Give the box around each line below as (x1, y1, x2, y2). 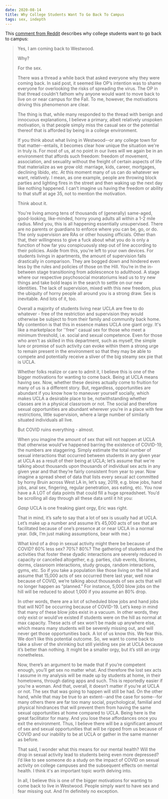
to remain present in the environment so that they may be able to (17, 348, 151, 354)
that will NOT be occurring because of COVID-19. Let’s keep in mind (17, 604, 158, 610)
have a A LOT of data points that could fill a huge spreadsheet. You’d (17, 490, 159, 496)
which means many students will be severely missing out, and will (17, 625, 154, 631)
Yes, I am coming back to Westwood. (17, 46, 94, 52)
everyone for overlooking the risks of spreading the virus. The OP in (17, 86, 158, 92)
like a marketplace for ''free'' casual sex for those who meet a (17, 327, 145, 333)
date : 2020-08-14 (5, 7, 42, 13)
